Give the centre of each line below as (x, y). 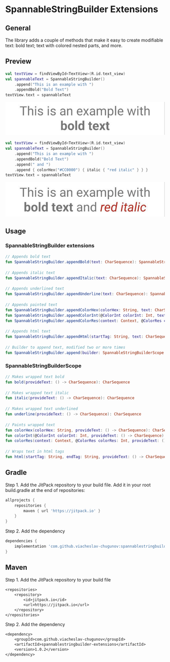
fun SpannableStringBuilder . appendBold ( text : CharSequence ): (71, 262)
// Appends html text (28, 332)
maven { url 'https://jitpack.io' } (62, 511)
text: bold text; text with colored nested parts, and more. (64, 46)
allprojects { (20, 500)
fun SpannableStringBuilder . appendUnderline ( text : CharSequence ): (77, 294)
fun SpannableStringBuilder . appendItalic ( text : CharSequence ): (73, 278)
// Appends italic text (30, 273)
